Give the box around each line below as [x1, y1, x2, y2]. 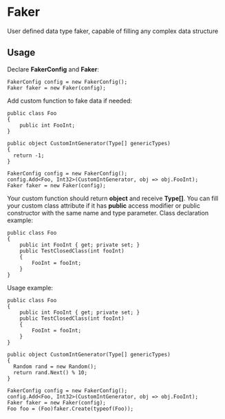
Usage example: [7, 283, 54, 292]
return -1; [13, 152, 45, 159]
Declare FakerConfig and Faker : [7, 65, 100, 73]
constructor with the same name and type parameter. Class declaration [7, 208, 209, 217]
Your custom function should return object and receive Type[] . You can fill [7, 194, 219, 202]
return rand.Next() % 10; [13, 369, 88, 376]
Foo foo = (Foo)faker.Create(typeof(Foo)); [7, 405, 134, 412]
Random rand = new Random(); [13, 363, 97, 370]
